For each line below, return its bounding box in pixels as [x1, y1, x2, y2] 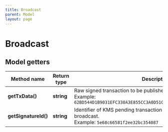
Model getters [5, 58, 50, 66]
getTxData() [7, 93, 37, 100]
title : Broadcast [5, 7, 41, 12]
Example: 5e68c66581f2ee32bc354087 [74, 119, 158, 126]
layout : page [5, 16, 32, 21]
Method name [10, 76, 45, 83]
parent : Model [5, 12, 35, 17]
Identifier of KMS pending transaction [74, 107, 162, 114]
